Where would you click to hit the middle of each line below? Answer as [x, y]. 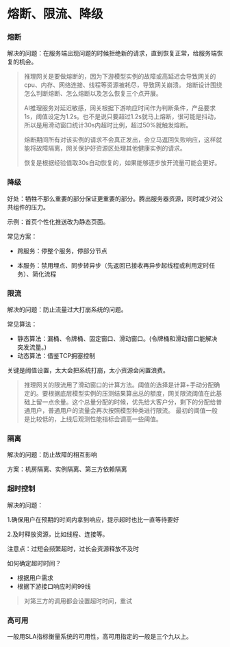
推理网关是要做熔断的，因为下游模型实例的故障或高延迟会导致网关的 [120, 77]
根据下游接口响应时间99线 [54, 586]
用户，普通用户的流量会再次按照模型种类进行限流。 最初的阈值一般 [124, 411]
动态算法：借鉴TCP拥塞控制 [56, 356]
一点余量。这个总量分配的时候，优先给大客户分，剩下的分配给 [129, 402]
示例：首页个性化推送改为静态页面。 [58, 221]
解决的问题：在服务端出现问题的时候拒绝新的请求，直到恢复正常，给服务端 [112, 53]
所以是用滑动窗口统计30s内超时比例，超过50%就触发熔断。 [108, 125]
